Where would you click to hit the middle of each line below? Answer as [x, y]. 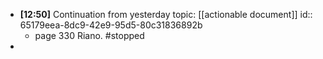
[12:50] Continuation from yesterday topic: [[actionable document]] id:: [166, 14]
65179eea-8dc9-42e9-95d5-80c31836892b [111, 25]
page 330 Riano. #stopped [89, 35]
